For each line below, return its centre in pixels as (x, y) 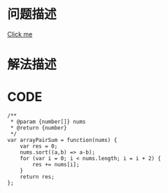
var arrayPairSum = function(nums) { (62, 141)
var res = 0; (39, 146)
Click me (20, 34)
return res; (37, 177)
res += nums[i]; (56, 165)
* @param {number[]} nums (48, 122)
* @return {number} (39, 128)
